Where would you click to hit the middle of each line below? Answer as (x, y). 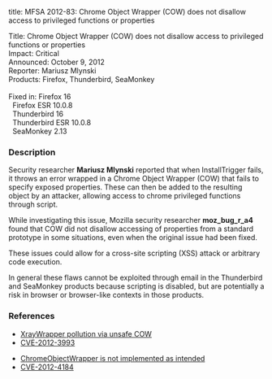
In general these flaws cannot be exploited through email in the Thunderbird (136, 278)
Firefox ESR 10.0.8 (42, 105)
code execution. (35, 262)
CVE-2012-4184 (47, 367)
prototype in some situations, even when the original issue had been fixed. (133, 237)
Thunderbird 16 (37, 114)
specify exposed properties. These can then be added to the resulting (125, 187)
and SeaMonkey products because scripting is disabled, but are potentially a (136, 286)
